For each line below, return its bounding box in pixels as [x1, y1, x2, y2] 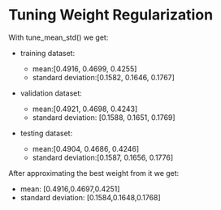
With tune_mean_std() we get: [8, 32, 109, 42]
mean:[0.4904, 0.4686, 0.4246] [32, 144, 140, 153]
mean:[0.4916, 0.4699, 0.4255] [32, 63, 137, 74]
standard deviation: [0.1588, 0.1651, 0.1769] [32, 112, 176, 122]
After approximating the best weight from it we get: [8, 168, 180, 178]
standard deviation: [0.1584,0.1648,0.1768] [19, 192, 161, 202]
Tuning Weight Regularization [8, 6, 214, 24]
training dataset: [19, 48, 76, 58]
